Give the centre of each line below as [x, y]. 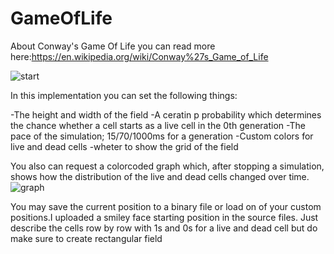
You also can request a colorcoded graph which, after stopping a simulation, [167, 166]
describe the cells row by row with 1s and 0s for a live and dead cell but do [164, 228]
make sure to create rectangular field [86, 238]
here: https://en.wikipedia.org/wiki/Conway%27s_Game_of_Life [139, 56]
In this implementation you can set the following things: [124, 95]
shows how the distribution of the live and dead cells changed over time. [160, 176]
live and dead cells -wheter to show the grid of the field [124, 146]
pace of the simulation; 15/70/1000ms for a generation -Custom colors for [162, 136]
